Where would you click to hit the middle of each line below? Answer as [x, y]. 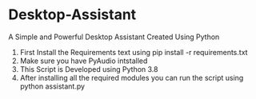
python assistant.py [52, 86]
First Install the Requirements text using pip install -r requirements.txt [134, 52]
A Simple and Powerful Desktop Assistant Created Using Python [114, 37]
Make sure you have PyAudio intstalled [84, 61]
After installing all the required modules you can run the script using [132, 77]
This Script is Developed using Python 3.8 [89, 69]
